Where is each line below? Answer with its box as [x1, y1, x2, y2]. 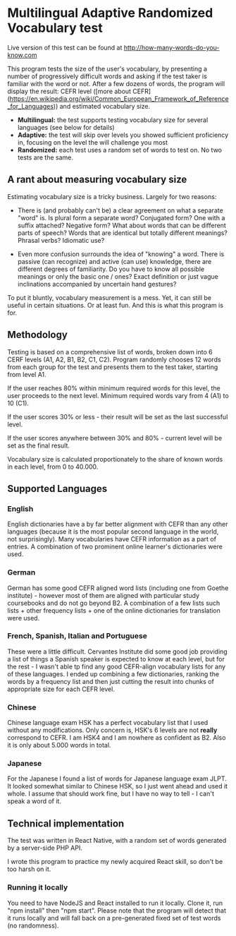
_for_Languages [7, 102, 54, 110]
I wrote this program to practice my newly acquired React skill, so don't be [7, 858, 223, 866]
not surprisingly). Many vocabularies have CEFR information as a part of [7, 535, 217, 544]
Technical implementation [7, 817, 125, 829]
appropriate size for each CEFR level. [7, 685, 115, 693]
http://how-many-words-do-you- [123, 43, 220, 52]
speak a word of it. [7, 797, 62, 805]
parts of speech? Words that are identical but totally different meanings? [17, 228, 228, 237]
